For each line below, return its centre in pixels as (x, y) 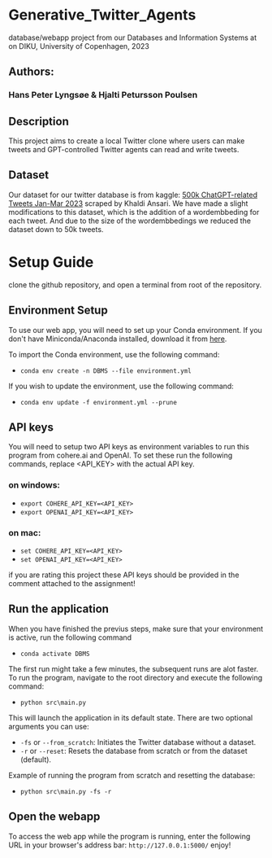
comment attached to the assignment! (72, 584)
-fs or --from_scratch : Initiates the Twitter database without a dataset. (138, 742)
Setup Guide (51, 263)
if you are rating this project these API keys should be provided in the (124, 575)
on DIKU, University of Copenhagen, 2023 (79, 46)
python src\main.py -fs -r (66, 791)
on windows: (35, 485)
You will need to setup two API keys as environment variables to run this (129, 447)
